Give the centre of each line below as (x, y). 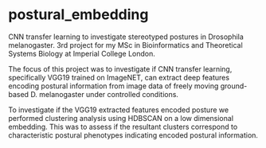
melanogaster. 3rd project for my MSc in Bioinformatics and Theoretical (125, 45)
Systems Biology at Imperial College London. (82, 53)
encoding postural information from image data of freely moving (113, 86)
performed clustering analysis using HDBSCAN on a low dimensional (121, 118)
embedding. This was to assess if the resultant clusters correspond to (123, 127)
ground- (234, 86)
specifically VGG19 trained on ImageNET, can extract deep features (119, 77)
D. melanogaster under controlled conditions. (105, 94)
